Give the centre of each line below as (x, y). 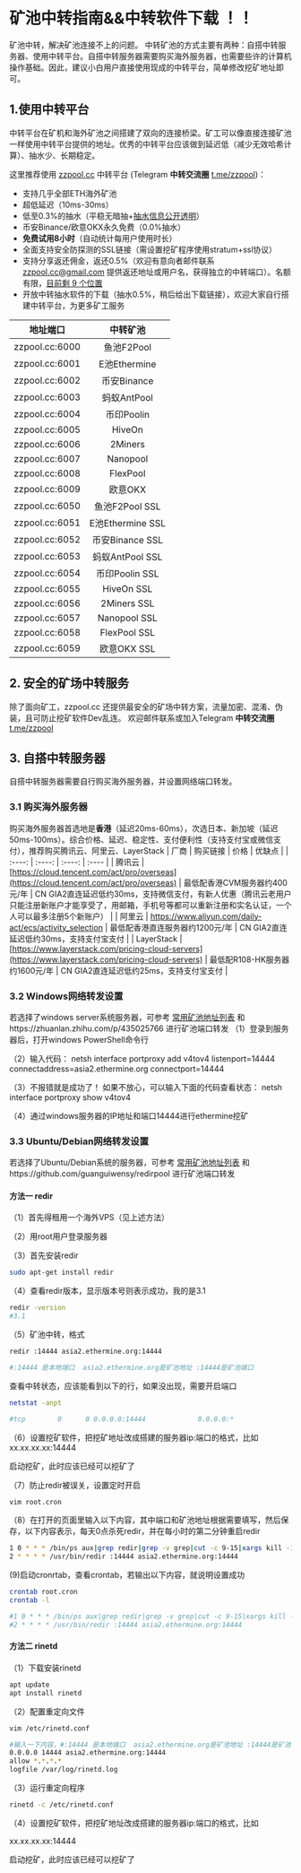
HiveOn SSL (128, 588)
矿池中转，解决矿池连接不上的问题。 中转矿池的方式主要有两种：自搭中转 (144, 45)
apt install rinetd (46, 1693)
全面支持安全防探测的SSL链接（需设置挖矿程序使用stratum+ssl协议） (150, 249)
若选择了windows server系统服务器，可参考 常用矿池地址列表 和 (127, 1017)
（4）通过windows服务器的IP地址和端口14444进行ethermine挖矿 (129, 1115)
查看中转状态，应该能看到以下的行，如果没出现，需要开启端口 (123, 1385)
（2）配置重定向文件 (47, 1711)
